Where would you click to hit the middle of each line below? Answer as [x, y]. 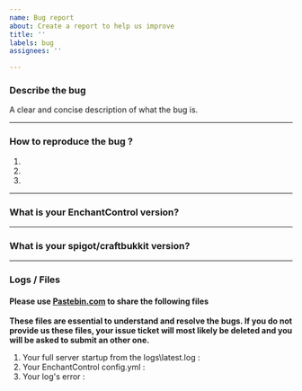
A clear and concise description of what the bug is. [104, 110]
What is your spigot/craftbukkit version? [100, 245]
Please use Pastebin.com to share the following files [109, 301]
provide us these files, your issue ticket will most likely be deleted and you [151, 331]
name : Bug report [42, 18]
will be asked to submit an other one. [80, 340]
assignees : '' [36, 51]
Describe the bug [48, 91]
